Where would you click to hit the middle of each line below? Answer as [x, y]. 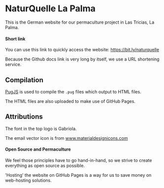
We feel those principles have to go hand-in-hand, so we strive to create [79, 160]
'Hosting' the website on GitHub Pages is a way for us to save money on [78, 175]
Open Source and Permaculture [38, 149]
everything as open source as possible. [45, 165]
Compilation [24, 80]
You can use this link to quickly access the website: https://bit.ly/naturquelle [82, 50]
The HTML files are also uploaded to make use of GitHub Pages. [70, 101]
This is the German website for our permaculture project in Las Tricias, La [80, 22]
